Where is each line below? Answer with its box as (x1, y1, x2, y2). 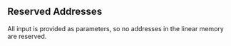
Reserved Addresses (7, 6, 103, 18)
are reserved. (7, 32, 47, 40)
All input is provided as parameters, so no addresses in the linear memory (7, 24, 225, 33)
